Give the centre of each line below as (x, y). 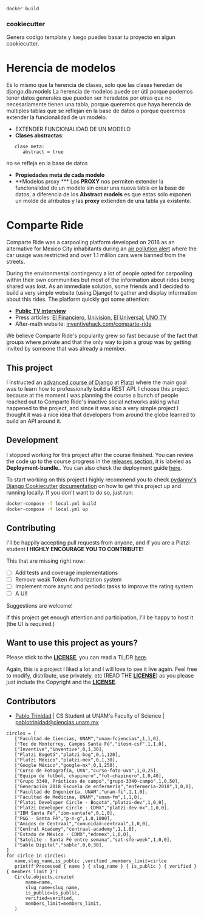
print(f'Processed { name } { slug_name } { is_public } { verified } (106, 867)
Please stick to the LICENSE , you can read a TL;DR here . (77, 658)
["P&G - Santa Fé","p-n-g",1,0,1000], (63, 819)
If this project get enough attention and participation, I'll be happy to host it (100, 617)
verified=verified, (50, 898)
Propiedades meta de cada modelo (60, 175)
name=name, (39, 882)
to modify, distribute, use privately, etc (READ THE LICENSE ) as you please (100, 676)
